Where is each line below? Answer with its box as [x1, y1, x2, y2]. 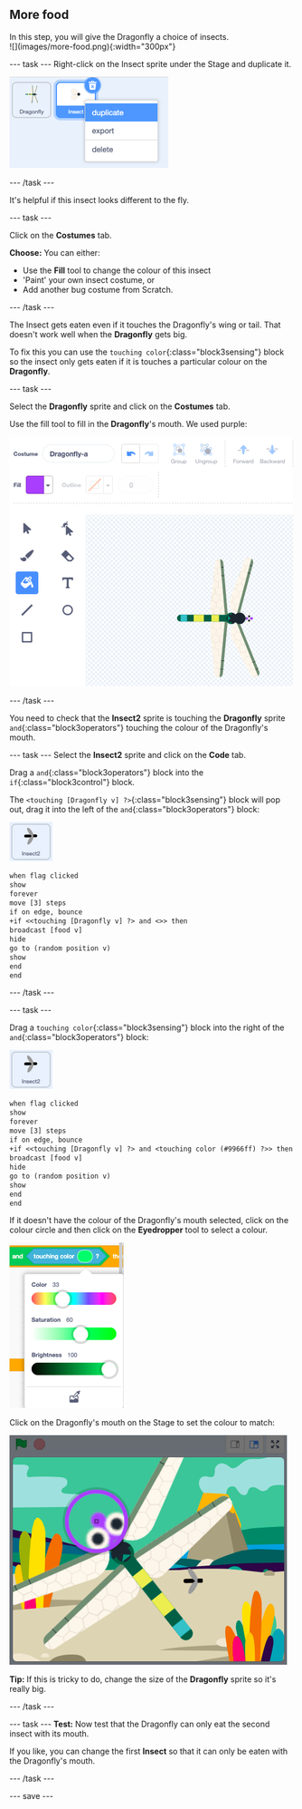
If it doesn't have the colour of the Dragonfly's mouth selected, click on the [9, 1214, 289, 1225]
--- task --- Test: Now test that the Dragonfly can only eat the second [9, 1718, 270, 1729]
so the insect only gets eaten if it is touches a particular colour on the [9, 355, 268, 366]
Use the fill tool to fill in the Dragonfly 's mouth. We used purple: [9, 418, 248, 429]
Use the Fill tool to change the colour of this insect [22, 265, 212, 276]
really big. [9, 1683, 47, 1694]
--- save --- [9, 1790, 54, 1801]
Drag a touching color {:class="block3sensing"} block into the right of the [9, 1022, 285, 1033]
